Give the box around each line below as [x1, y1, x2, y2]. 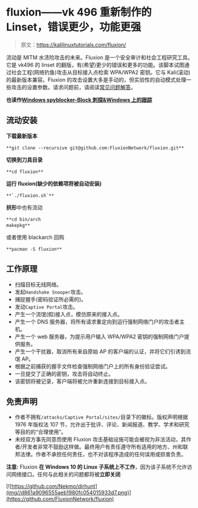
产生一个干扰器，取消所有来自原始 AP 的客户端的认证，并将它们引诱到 [14, 348, 186, 355]
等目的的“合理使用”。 [14, 428, 67, 435]
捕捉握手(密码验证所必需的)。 [14, 295, 87, 303]
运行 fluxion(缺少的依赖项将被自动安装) [6, 180, 102, 187]
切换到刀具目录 [6, 156, 43, 163]
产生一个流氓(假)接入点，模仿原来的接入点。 [14, 310, 123, 317]
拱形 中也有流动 [6, 204, 43, 211]
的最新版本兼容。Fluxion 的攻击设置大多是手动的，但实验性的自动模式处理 [6, 76, 187, 83]
